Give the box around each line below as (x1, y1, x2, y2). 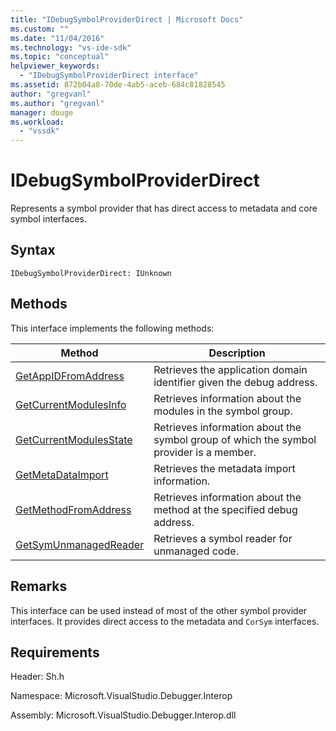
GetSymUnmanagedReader (15, 537, 145, 551)
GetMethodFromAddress (15, 502, 132, 516)
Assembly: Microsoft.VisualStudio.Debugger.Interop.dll (10, 709, 237, 721)
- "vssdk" (19, 126, 60, 136)
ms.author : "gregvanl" (10, 98, 105, 108)
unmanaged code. (153, 544, 239, 558)
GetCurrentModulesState (15, 432, 133, 446)
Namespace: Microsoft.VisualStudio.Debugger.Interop (10, 690, 233, 702)
